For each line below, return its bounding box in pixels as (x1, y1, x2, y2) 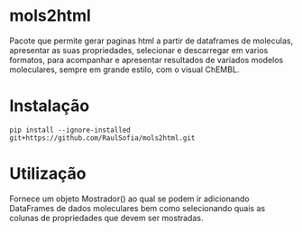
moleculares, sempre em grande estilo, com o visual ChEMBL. (9, 64, 240, 75)
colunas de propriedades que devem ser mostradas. (9, 212, 204, 223)
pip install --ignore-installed (9, 125, 131, 135)
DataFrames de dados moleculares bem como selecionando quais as (9, 202, 266, 213)
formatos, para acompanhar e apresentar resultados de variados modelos (9, 54, 284, 65)
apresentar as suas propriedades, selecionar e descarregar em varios (9, 44, 269, 55)
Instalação (9, 96, 90, 116)
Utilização (9, 163, 87, 184)
